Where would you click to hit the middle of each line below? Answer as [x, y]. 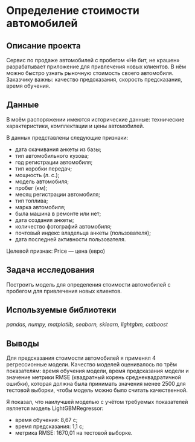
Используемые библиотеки [61, 310]
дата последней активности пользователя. [70, 239]
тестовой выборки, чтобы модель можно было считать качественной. [97, 390]
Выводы [23, 343]
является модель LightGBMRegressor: [55, 408]
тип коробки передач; [43, 168]
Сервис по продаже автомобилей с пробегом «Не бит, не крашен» [93, 60]
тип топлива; [31, 201]
